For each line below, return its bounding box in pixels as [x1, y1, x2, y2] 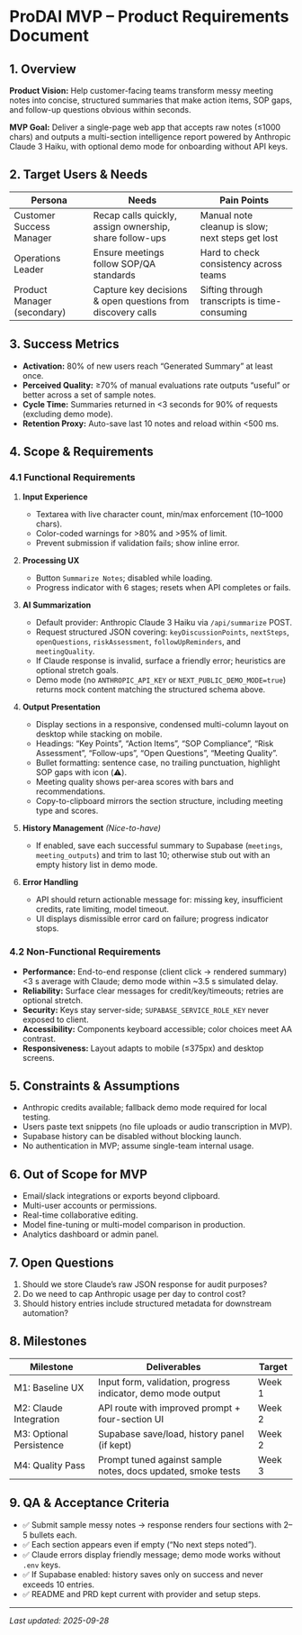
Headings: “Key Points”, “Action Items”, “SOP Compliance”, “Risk [35, 738, 274, 749]
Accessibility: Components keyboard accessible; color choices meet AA [22, 1023, 292, 1034]
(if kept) [98, 1439, 132, 1451]
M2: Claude [13, 1402, 63, 1414]
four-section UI [98, 1412, 164, 1425]
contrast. [22, 1033, 57, 1044]
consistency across [200, 257, 283, 269]
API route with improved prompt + [98, 1402, 241, 1414]
